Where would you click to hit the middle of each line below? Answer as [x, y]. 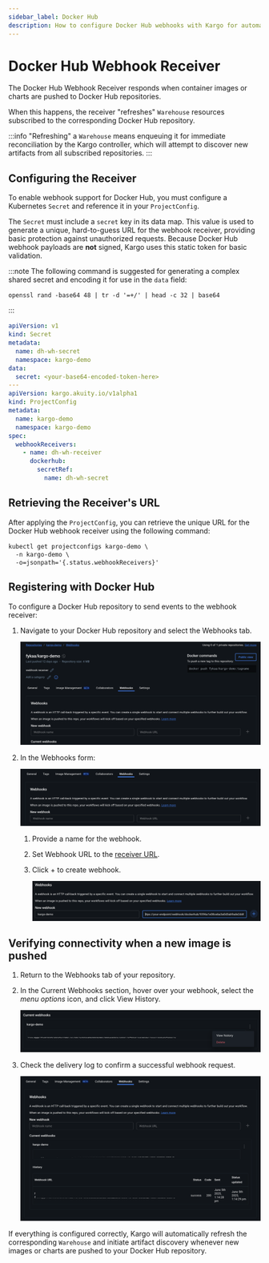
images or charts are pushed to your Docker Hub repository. [108, 1251]
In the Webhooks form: [58, 758]
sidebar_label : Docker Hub [53, 17]
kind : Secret [30, 335]
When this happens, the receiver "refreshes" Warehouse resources [116, 112]
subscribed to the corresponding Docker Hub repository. [102, 121]
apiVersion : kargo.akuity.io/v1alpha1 [73, 394]
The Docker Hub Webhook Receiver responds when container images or [128, 88]
